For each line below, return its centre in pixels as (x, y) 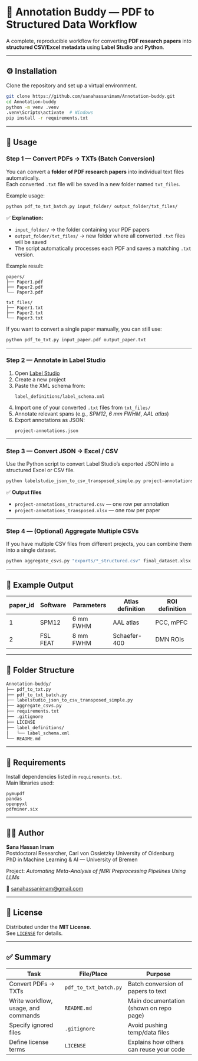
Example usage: (26, 195)
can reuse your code (156, 1049)
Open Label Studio (37, 373)
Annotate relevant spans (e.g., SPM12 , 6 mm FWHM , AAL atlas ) (92, 413)
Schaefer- (128, 636)
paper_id (22, 605)
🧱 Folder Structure (40, 670)
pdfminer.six (22, 809)
